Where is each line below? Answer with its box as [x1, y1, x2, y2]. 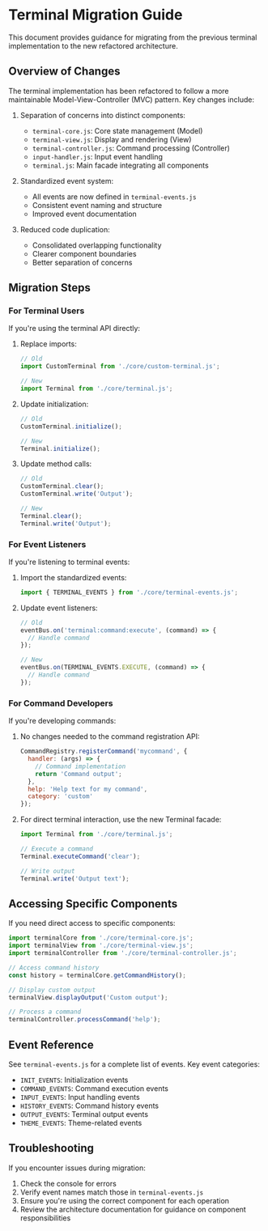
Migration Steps [8, 281, 91, 295]
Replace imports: [19, 339, 77, 349]
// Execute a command [19, 845, 93, 853]
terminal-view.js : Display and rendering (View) [32, 134, 192, 144]
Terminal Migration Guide [8, 6, 183, 24]
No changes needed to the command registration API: [19, 732, 200, 741]
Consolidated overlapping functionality [32, 240, 162, 250]
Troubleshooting [8, 1141, 95, 1155]
